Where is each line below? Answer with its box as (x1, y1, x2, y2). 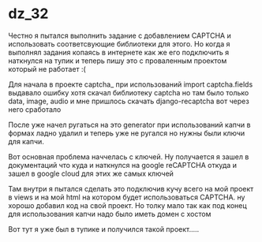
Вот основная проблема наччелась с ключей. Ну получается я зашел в (8, 151, 249, 162)
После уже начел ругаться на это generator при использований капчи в (8, 120, 251, 129)
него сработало (8, 104, 62, 114)
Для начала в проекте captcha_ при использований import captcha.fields (8, 80, 253, 89)
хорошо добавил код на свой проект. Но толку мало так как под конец (8, 200, 247, 210)
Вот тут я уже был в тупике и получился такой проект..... (8, 224, 200, 233)
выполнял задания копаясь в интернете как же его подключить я (8, 47, 230, 57)
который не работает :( (8, 64, 87, 73)
